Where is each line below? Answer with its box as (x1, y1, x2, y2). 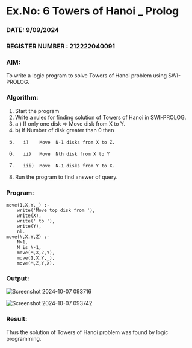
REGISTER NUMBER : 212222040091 (6, 42, 116, 51)
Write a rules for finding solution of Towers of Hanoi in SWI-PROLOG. (14, 114, 187, 121)
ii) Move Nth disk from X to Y (23, 151, 110, 157)
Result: (6, 315, 28, 323)
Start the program (14, 107, 60, 114)
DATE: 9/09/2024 (6, 26, 59, 34)
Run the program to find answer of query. (14, 173, 118, 181)
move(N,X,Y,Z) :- (6, 234, 50, 240)
